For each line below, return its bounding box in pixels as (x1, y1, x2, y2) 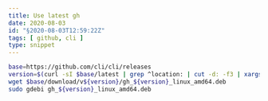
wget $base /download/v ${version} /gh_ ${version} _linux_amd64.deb (8, 77, 227, 86)
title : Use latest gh (8, 11, 81, 20)
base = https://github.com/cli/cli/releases (8, 63, 152, 72)
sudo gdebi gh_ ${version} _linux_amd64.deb (8, 85, 152, 93)
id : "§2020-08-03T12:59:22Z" (8, 26, 105, 34)
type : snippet (8, 41, 56, 49)
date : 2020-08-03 (8, 19, 66, 27)
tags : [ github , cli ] (8, 33, 84, 42)
